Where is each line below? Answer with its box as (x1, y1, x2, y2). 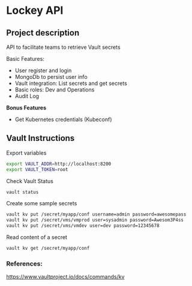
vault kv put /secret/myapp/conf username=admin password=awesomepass (6, 211, 187, 217)
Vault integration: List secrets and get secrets (14, 79, 127, 87)
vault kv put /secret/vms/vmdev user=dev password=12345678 (6, 223, 160, 229)
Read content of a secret (6, 234, 68, 241)
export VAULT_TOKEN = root (6, 166, 68, 172)
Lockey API (6, 4, 64, 17)
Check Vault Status (6, 177, 54, 184)
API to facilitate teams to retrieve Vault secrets (6, 43, 121, 51)
